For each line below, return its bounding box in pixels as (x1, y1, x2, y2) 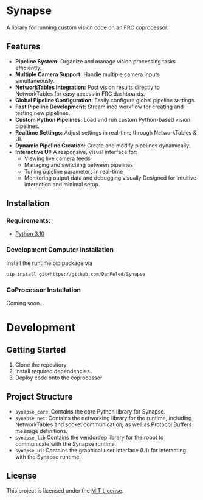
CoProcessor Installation (6, 286, 81, 294)
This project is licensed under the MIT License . (6, 487, 124, 494)
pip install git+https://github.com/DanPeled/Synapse (6, 271, 146, 277)
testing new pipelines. (15, 109, 71, 116)
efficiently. (15, 64, 42, 71)
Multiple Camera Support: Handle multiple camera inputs (15, 71, 160, 78)
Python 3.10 (15, 230, 44, 238)
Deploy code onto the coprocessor (15, 374, 103, 381)
